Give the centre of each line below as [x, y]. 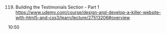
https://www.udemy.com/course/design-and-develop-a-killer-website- [88, 12]
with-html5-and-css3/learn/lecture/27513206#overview [73, 17]
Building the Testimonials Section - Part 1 [57, 7]
